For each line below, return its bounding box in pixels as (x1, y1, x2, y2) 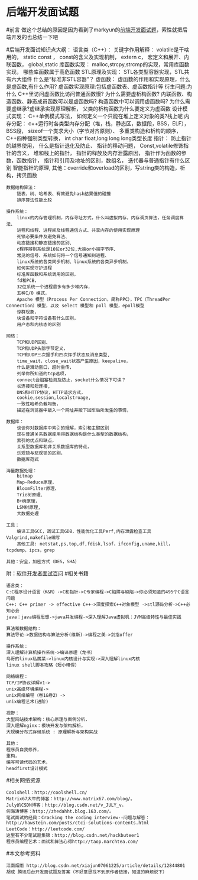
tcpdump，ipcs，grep (6, 547, 55, 553)
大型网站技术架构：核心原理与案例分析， (6, 716, 90, 722)
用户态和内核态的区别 (17, 322, 61, 327)
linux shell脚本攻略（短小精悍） (6, 662, 80, 668)
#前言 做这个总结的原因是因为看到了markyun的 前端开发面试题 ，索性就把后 (6, 26, 188, 33)
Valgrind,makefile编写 (6, 534, 60, 541)
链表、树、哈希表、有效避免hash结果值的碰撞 (17, 190, 111, 197)
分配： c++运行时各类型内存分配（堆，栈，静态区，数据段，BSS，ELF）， (11, 119, 190, 127)
